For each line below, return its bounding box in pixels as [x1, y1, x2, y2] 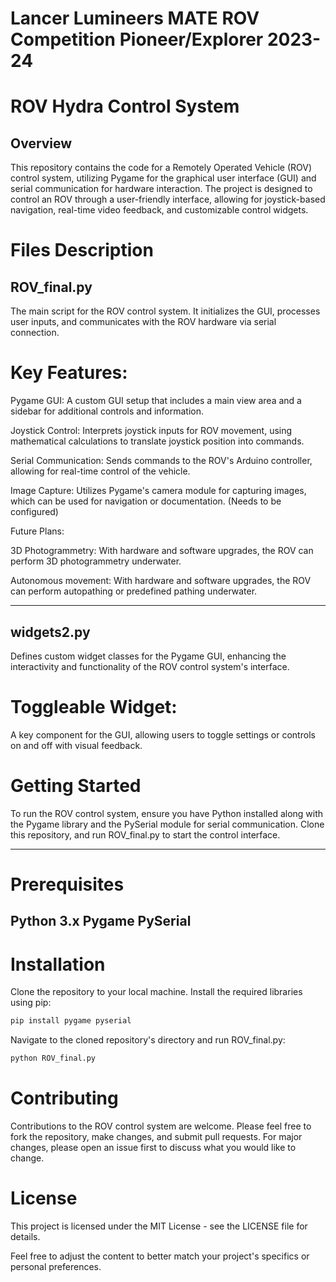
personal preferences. [10, 1260, 102, 1272]
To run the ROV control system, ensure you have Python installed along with [10, 807, 324, 819]
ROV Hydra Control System [10, 95, 240, 118]
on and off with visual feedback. [10, 739, 143, 751]
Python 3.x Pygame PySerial [10, 913, 192, 930]
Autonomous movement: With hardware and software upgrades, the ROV [10, 575, 312, 587]
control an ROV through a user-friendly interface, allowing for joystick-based [10, 193, 326, 206]
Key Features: [10, 362, 128, 384]
